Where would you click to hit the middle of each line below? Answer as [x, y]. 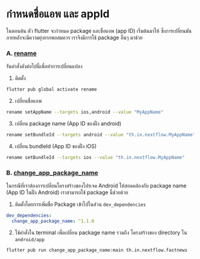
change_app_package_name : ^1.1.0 [53, 221]
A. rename [21, 53]
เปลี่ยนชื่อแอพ [28, 101]
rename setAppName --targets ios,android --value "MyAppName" [85, 112]
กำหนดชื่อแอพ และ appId [58, 14]
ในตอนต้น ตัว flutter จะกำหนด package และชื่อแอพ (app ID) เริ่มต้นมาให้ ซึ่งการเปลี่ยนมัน [99, 30]
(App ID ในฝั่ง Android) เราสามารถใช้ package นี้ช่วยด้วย [67, 192]
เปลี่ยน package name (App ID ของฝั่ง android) [68, 123]
